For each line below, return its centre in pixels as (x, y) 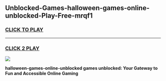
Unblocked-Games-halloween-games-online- (77, 8)
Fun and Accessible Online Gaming (42, 73)
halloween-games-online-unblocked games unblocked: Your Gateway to (82, 68)
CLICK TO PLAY (24, 30)
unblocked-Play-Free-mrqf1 (49, 16)
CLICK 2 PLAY (22, 48)
